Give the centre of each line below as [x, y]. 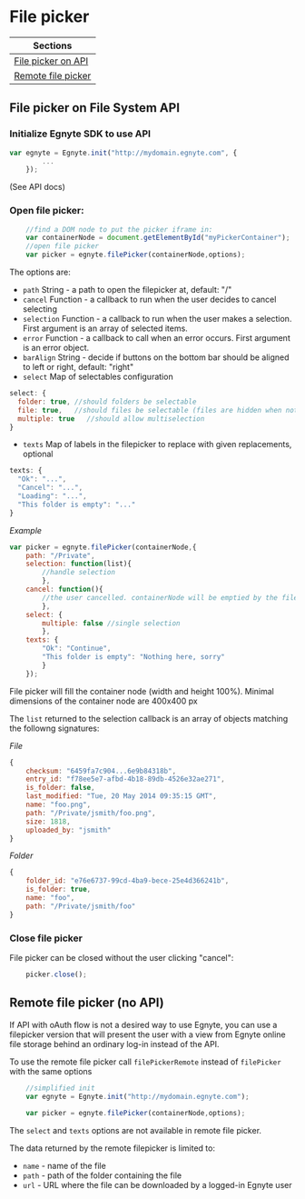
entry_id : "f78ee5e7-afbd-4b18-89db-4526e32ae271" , [125, 779]
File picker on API [51, 61]
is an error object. [56, 348]
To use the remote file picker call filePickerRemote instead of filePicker [145, 1062]
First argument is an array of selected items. [105, 328]
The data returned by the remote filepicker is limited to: [113, 1148]
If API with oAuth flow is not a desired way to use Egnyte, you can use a [143, 1024]
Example [26, 530]
